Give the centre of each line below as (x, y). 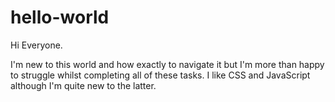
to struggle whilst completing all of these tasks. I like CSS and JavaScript (160, 75)
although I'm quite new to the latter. (83, 85)
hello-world (60, 17)
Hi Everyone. (36, 45)
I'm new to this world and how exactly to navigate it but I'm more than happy (167, 64)
